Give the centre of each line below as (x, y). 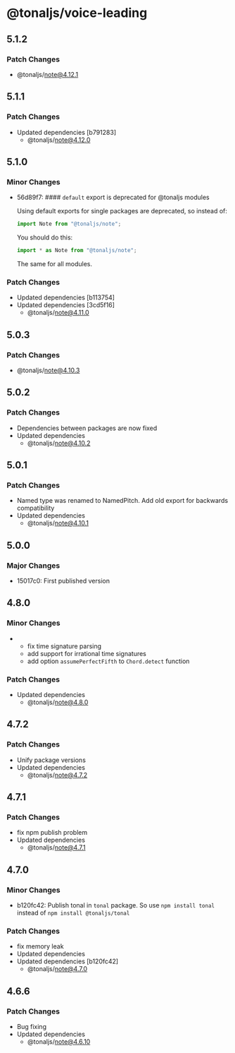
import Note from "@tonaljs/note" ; (69, 224)
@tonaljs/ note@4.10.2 (59, 443)
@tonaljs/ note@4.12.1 (47, 74)
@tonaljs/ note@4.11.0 (58, 313)
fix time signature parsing (64, 646)
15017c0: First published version (63, 581)
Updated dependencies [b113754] (66, 297)
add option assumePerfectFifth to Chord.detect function (108, 661)
